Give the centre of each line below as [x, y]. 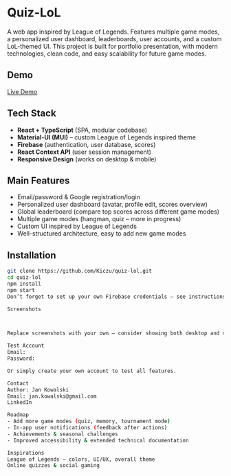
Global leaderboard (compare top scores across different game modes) [118, 212]
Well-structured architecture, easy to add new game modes [101, 234]
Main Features [38, 180]
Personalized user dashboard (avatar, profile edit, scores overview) [112, 205]
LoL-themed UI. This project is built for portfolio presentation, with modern [113, 46]
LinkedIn [20, 403]
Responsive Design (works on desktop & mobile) [87, 159]
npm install [24, 284]
